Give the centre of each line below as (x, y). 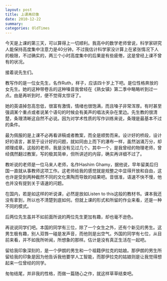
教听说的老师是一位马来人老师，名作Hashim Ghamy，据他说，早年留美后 (80, 164)
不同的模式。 (18, 206)
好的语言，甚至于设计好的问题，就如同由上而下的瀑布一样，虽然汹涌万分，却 (83, 141)
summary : (14, 24)
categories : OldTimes (28, 28)
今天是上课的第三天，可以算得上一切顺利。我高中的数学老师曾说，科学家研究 (83, 43)
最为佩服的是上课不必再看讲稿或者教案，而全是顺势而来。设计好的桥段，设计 (83, 136)
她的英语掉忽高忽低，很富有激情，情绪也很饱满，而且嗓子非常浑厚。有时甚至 (83, 106)
